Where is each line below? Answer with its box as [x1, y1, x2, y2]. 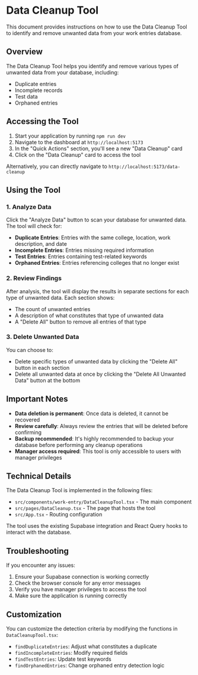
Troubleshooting [6, 546, 69, 556]
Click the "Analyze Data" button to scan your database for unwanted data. [6, 216, 187, 223]
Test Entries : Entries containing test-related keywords [14, 253, 147, 260]
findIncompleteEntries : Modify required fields [14, 649, 128, 657]
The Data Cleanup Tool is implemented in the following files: [6, 487, 153, 494]
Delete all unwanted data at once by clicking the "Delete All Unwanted [14, 370, 186, 378]
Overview [6, 47, 43, 57]
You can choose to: [6, 346, 53, 353]
